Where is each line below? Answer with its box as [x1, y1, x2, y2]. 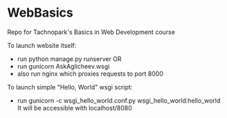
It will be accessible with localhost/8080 [17, 103, 133, 112]
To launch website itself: [7, 41, 77, 49]
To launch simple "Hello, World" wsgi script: [7, 83, 133, 91]
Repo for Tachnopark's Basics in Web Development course [7, 28, 175, 36]
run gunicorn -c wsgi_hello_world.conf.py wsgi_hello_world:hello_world [17, 96, 221, 105]
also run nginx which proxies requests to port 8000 [17, 69, 164, 78]
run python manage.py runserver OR [17, 54, 122, 63]
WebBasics [7, 5, 74, 21]
